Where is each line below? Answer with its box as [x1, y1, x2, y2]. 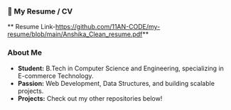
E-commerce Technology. [17, 71, 94, 80]
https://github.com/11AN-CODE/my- [55, 23, 161, 31]
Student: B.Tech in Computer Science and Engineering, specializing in [17, 64, 224, 72]
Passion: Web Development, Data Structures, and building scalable [17, 79, 215, 87]
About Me [7, 48, 43, 57]
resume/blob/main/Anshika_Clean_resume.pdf [7, 30, 143, 38]
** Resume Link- [7, 23, 56, 31]
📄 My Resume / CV [7, 6, 73, 16]
